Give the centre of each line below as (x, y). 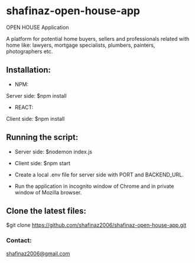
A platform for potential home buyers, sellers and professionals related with (98, 39)
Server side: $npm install (36, 95)
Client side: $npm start (43, 163)
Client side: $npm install (35, 118)
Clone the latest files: (46, 211)
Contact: (19, 240)
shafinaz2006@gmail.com (38, 254)
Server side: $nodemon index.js (53, 152)
